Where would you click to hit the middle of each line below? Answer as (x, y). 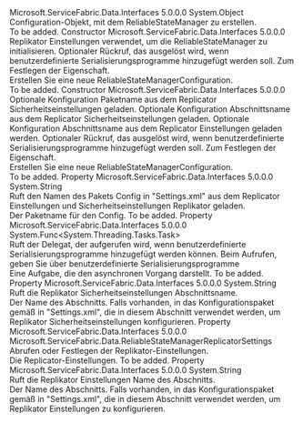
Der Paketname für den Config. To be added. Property (111, 215)
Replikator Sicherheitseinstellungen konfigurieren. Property (121, 322)
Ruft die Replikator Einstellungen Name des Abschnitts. (112, 380)
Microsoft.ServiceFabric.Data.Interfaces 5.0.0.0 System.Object (126, 12)
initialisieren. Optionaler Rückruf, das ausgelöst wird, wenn (119, 51)
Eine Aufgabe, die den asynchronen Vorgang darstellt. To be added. (136, 273)
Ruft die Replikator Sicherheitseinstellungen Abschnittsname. (124, 292)
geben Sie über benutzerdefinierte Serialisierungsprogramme (124, 264)
